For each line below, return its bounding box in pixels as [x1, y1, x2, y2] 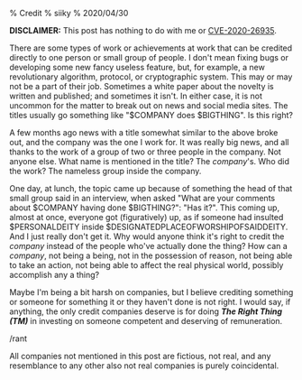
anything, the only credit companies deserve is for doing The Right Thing [9, 306, 282, 317]
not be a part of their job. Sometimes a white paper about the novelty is [9, 81, 274, 91]
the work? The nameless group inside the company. [9, 166, 202, 176]
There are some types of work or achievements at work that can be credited [9, 42, 293, 53]
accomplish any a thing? [9, 270, 100, 280]
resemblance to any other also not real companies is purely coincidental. [9, 360, 279, 371]
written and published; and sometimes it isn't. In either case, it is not [9, 90, 263, 101]
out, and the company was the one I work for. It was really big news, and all [9, 137, 289, 147]
